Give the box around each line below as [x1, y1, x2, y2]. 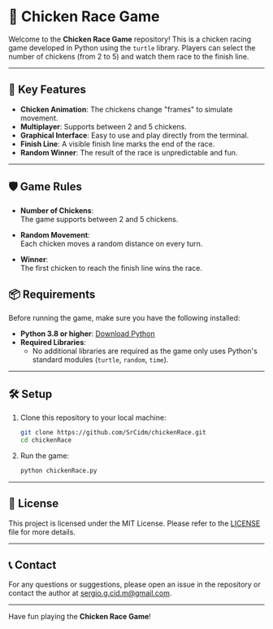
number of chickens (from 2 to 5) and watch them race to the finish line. [8, 51, 249, 61]
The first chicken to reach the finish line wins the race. [19, 263, 203, 273]
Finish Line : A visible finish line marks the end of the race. [19, 138, 215, 149]
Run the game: [19, 451, 70, 461]
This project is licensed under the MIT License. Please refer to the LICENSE [8, 518, 261, 528]
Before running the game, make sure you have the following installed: [8, 313, 240, 323]
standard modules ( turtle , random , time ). [32, 355, 169, 365]
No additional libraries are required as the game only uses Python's [32, 346, 258, 356]
